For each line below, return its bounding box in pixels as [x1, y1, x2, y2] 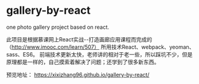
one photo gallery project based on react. [6, 23, 110, 31]
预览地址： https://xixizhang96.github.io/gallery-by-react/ [6, 71, 150, 78]
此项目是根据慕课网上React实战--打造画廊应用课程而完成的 [6, 35, 153, 43]
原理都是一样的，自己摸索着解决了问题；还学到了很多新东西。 [6, 58, 160, 65]
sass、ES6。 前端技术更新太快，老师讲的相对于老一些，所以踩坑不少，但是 [6, 50, 193, 58]
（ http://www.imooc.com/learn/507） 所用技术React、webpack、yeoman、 [6, 43, 195, 50]
